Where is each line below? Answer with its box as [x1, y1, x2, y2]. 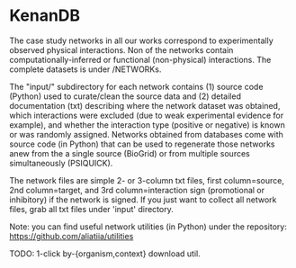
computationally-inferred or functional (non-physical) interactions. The [9, 54, 272, 65]
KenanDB [9, 5, 81, 26]
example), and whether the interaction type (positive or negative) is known [9, 119, 285, 130]
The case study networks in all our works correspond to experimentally [9, 35, 274, 46]
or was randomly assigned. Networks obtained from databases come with [9, 129, 283, 139]
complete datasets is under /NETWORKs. [9, 64, 162, 75]
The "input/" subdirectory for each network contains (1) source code [9, 81, 264, 92]
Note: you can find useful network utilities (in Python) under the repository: [9, 221, 288, 232]
